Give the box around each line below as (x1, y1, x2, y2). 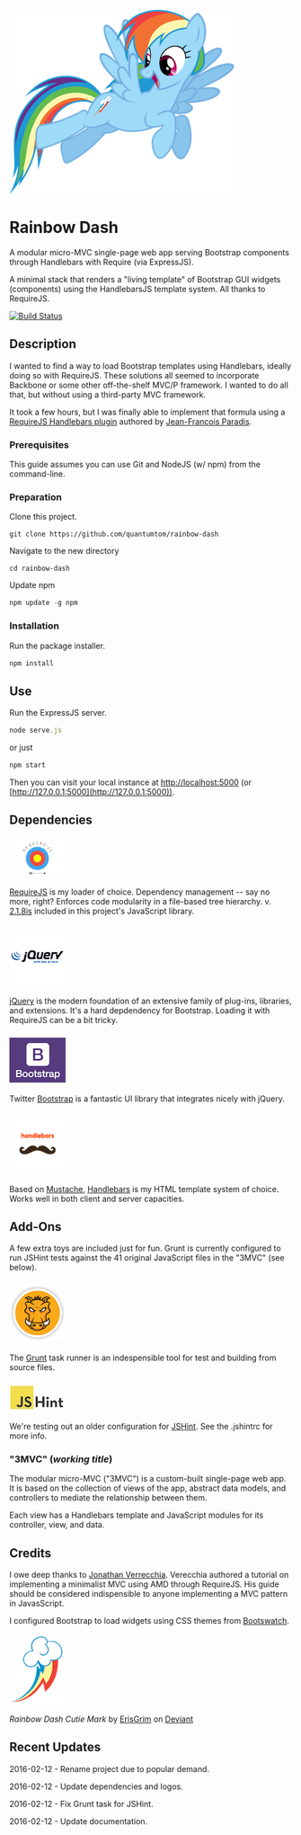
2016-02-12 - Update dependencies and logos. (9, 1781, 183, 1792)
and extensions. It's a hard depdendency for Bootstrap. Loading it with (9, 1004, 270, 1016)
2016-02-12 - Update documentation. (9, 1815, 148, 1826)
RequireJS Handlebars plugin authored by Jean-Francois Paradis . (9, 415, 252, 427)
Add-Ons (9, 1219, 62, 1234)
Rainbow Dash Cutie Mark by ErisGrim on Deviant (9, 1714, 194, 1724)
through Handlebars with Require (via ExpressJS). (9, 256, 195, 267)
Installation (9, 619, 60, 632)
